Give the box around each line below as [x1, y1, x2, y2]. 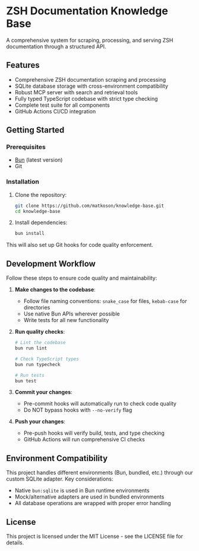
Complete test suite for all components [14, 101, 110, 109]
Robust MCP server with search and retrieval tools [14, 88, 138, 96]
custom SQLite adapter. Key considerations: [6, 475, 113, 482]
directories [23, 304, 50, 311]
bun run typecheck [14, 361, 61, 367]
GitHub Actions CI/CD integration [14, 107, 96, 114]
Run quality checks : [14, 328, 65, 335]
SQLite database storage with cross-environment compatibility [14, 82, 168, 89]
